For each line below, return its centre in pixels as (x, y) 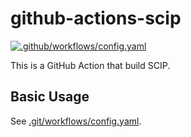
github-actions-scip (96, 18)
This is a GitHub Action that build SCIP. (90, 65)
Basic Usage (50, 97)
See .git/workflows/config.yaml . (76, 121)
